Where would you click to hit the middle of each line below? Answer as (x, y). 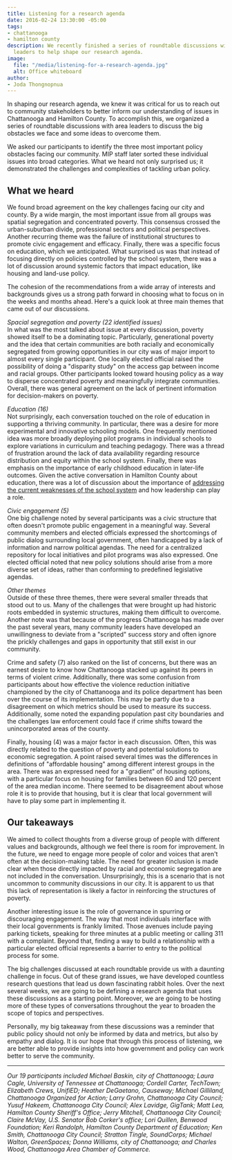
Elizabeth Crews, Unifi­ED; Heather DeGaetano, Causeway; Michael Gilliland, (116, 1090)
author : (18, 78)
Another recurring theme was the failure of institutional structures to (104, 237)
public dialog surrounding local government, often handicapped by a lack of (115, 540)
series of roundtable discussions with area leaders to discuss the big (105, 126)
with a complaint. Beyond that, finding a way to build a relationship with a (111, 941)
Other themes (27, 590)
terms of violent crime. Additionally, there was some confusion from (104, 677)
